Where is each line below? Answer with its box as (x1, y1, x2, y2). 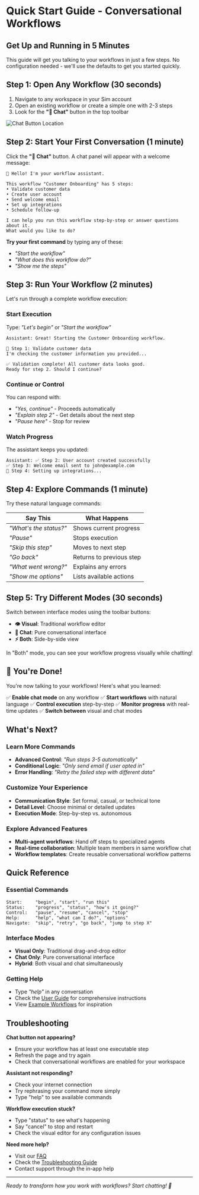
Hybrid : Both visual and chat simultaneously (14, 960, 123, 967)
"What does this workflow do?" (14, 256, 92, 263)
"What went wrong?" (9, 563, 68, 571)
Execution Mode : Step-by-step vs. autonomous (14, 810, 132, 817)
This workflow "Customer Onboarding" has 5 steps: (6, 181, 134, 187)
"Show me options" (9, 573, 63, 581)
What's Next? (6, 725, 58, 735)
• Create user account (6, 191, 62, 197)
